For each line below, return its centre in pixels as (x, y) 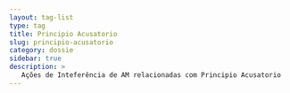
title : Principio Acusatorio (63, 34)
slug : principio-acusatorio (62, 42)
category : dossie (41, 50)
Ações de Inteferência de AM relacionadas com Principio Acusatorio (151, 75)
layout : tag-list (41, 17)
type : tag (28, 26)
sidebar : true (36, 58)
